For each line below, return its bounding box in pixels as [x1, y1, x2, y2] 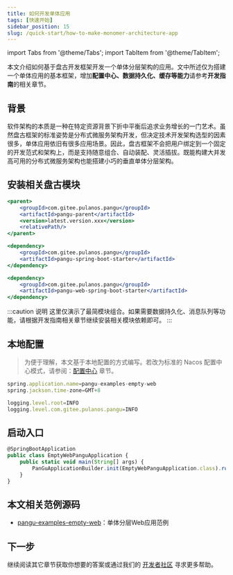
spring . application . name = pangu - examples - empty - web [7, 380, 157, 387]
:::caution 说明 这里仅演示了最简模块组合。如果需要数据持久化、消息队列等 [7, 307, 220, 316]
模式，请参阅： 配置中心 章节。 [30, 366, 118, 375]
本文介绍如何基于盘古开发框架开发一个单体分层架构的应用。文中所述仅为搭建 [7, 63, 226, 71]
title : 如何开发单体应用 [7, 10, 71, 17]
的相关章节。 [13, 80, 50, 89]
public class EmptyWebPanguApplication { [7, 452, 129, 459]
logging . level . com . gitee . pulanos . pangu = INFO [7, 406, 138, 413]
